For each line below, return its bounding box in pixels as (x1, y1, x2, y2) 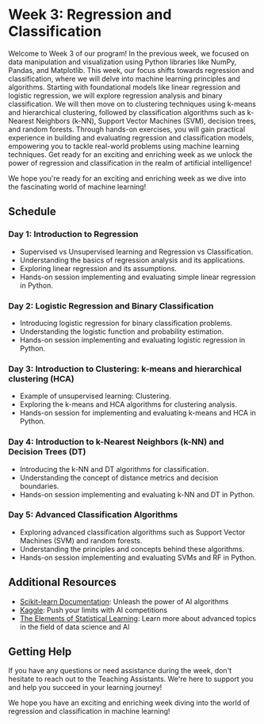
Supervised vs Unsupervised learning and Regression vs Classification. (19, 247, 254, 256)
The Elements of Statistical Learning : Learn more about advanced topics (19, 613, 256, 623)
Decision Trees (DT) (8, 446, 86, 458)
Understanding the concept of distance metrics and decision (19, 473, 219, 482)
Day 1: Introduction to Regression (8, 228, 139, 239)
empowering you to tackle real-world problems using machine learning (8, 141, 240, 151)
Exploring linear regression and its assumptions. (19, 263, 177, 273)
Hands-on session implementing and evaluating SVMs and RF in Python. (19, 553, 257, 562)
